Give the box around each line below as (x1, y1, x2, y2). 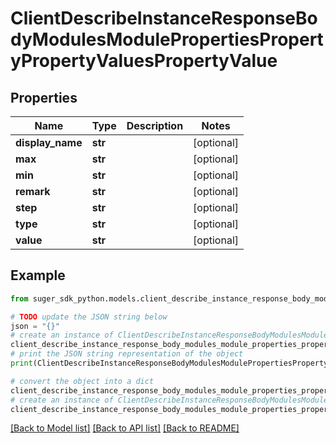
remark (15, 185, 51, 198)
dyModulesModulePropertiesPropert (10, 28, 324, 51)
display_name (15, 136, 83, 149)
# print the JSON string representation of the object (10, 349, 244, 359)
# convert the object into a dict (10, 376, 155, 386)
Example (10, 267, 66, 284)
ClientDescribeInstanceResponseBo (10, 7, 318, 30)
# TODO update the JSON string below (10, 312, 168, 322)
